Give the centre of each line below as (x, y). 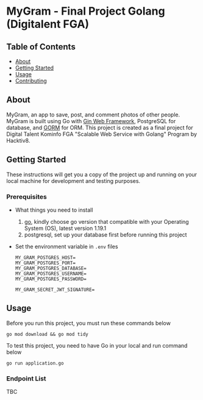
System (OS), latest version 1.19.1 (65, 228)
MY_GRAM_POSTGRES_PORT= (45, 263)
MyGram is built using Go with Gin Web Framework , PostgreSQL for (91, 121)
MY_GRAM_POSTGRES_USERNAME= (51, 273)
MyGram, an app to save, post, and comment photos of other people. (93, 115)
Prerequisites (27, 196)
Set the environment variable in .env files (66, 246)
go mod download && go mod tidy (47, 334)
